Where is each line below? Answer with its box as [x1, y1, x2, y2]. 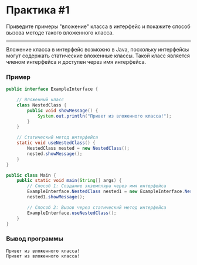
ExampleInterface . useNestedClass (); [27, 210, 117, 216]
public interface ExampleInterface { [6, 86, 98, 92]
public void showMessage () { [27, 108, 98, 113]
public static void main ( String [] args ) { [16, 178, 122, 184]
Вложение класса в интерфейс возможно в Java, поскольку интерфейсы [6, 46, 189, 53]
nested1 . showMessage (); [27, 194, 85, 200]
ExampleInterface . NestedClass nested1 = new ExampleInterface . [27, 188, 185, 195]
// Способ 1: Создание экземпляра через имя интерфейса [27, 183, 167, 189]
